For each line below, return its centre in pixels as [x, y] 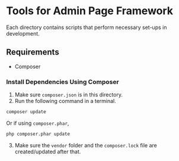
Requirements [33, 52]
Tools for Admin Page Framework [90, 11]
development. [23, 33]
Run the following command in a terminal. [65, 101]
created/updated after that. [48, 152]
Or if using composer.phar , [38, 123]
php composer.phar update [38, 134]
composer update [26, 112]
